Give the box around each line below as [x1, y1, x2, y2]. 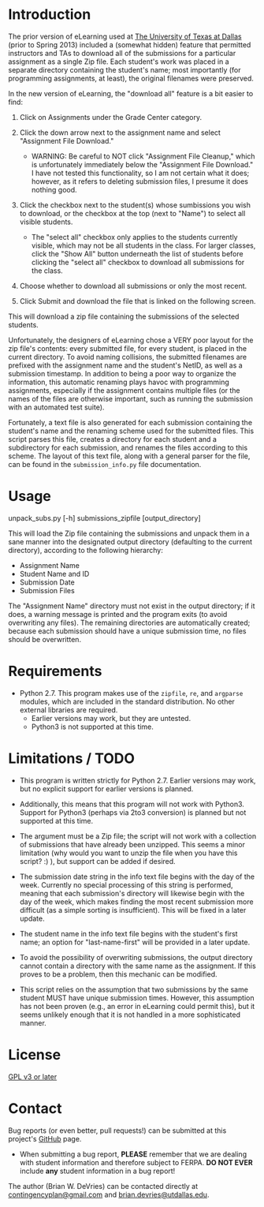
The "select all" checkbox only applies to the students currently [31, 232, 238, 241]
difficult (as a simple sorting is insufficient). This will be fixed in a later [19, 905, 247, 914]
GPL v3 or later [8, 1071, 58, 1082]
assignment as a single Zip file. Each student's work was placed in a [8, 57, 230, 66]
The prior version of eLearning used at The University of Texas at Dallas [8, 32, 242, 41]
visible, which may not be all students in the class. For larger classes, [31, 241, 256, 250]
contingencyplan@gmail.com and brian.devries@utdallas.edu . [8, 1190, 210, 1199]
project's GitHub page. [8, 1134, 82, 1143]
